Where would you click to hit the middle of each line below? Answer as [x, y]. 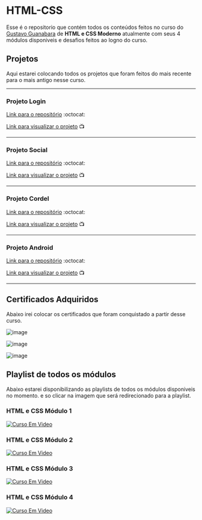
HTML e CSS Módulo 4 [40, 497]
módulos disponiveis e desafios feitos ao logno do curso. [77, 40]
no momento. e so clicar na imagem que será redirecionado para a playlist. [99, 395]
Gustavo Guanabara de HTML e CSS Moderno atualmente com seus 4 [93, 33]
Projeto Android [30, 247]
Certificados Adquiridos [52, 300]
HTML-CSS [35, 11]
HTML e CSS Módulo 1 [39, 411]
